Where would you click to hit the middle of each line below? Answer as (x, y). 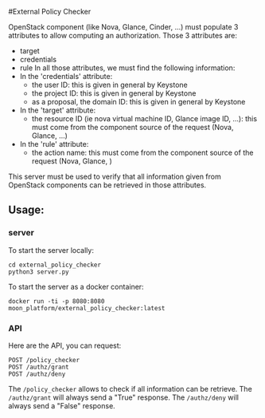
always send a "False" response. (62, 405)
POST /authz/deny (37, 374)
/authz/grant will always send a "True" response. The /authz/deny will (123, 397)
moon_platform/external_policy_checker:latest (87, 308)
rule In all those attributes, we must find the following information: (127, 68)
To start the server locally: (51, 250)
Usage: (27, 210)
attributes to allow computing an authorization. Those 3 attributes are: (123, 35)
